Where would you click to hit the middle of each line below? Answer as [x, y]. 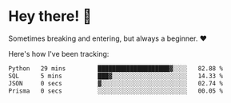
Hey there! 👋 [50, 16]
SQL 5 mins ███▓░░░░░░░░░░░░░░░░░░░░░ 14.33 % [116, 76]
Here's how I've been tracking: [59, 53]
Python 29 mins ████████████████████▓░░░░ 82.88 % [116, 68]
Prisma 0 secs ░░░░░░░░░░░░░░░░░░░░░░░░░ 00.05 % [116, 91]
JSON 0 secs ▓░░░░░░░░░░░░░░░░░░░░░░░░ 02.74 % [116, 83]
